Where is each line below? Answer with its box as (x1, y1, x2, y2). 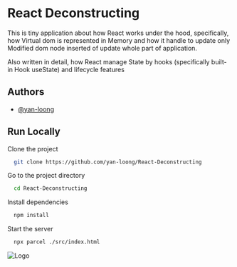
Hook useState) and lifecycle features (14, 65, 125, 74)
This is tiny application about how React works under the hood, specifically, (7, 29, 229, 37)
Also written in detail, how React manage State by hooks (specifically (7, 57, 210, 66)
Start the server (7, 225, 53, 233)
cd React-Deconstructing (14, 185, 88, 192)
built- (211, 57, 227, 66)
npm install (14, 212, 50, 219)
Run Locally (7, 126, 60, 138)
